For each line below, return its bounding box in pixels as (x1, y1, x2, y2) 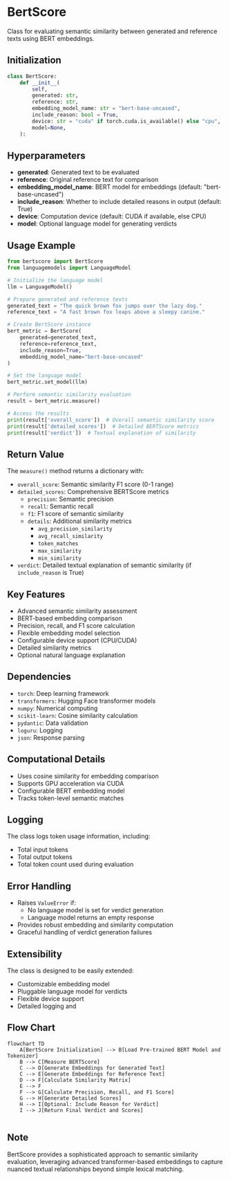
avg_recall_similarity (37, 533, 104, 540)
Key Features (7, 589, 66, 600)
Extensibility (7, 948, 62, 960)
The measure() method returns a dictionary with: (7, 467, 144, 475)
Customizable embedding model (17, 980, 111, 988)
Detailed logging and (17, 1002, 77, 1011)
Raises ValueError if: (17, 898, 77, 907)
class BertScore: (7, 73, 57, 80)
